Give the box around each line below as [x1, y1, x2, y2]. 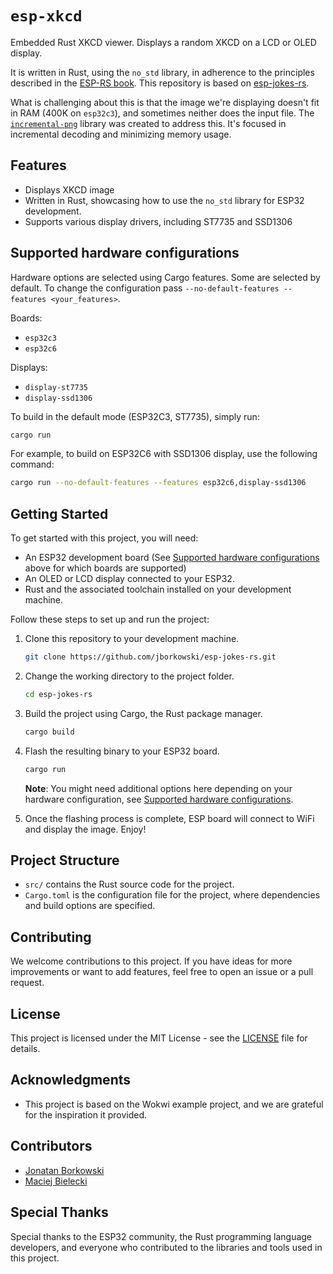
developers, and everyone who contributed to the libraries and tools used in [10, 1241, 323, 1253]
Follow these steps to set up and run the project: [10, 613, 210, 626]
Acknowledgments [10, 1072, 132, 1089]
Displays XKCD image [24, 183, 115, 196]
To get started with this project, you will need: [10, 532, 199, 544]
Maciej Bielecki [24, 1175, 88, 1187]
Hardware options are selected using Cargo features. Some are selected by [10, 271, 321, 283]
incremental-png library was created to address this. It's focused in [10, 117, 287, 129]
